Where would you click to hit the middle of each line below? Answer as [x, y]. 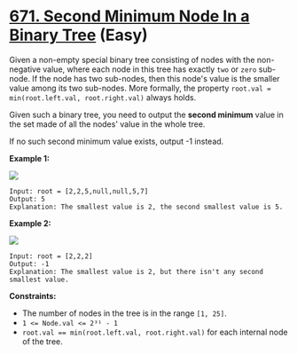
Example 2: [30, 223]
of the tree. [43, 341]
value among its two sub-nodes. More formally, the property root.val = [141, 88]
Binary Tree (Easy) [78, 35]
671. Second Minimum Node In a [129, 16]
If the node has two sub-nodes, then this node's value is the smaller [156, 78]
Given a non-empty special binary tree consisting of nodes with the [132, 59]
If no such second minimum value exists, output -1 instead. [117, 141]
